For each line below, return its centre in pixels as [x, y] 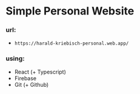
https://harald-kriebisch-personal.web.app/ [72, 43]
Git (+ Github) [32, 84]
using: [15, 58]
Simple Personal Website [70, 11]
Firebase [25, 78]
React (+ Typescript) [40, 72]
